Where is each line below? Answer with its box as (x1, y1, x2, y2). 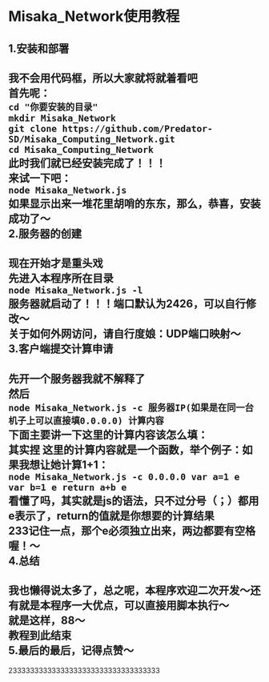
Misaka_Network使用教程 (8, 7, 180, 26)
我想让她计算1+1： (18, 458, 110, 471)
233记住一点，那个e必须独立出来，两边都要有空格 (8, 524, 256, 537)
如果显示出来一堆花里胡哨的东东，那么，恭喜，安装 (8, 197, 261, 211)
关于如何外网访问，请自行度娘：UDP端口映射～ (8, 327, 242, 341)
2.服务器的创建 (8, 227, 82, 240)
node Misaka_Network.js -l (8, 285, 143, 296)
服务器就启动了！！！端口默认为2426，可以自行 (8, 297, 246, 311)
